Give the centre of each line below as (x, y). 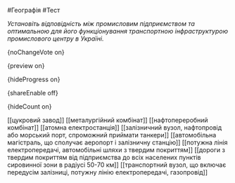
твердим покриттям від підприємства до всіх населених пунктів (104, 157)
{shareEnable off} (33, 93)
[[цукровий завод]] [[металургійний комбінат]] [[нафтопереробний (108, 120)
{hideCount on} (30, 107)
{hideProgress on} (34, 79)
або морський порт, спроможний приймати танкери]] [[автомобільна (112, 135)
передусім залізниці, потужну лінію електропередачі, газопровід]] (108, 172)
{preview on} (26, 66)
